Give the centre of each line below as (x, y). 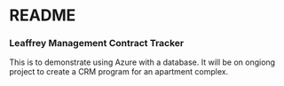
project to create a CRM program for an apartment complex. (119, 72)
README (43, 16)
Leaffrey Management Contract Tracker (97, 43)
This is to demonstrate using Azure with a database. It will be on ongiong (142, 62)
